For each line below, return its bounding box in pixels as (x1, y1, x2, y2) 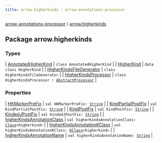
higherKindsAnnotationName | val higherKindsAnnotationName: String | (5, 132, 153, 138)
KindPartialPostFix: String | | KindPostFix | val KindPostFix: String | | (5, 106, 155, 112)
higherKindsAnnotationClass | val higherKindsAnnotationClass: (5, 116, 136, 122)
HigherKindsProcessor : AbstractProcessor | (5, 77, 97, 83)
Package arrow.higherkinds (5, 35, 93, 44)
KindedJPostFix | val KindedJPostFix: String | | (5, 111, 104, 117)
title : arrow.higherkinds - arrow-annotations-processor (5, 7, 125, 12)
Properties (5, 90, 31, 96)
